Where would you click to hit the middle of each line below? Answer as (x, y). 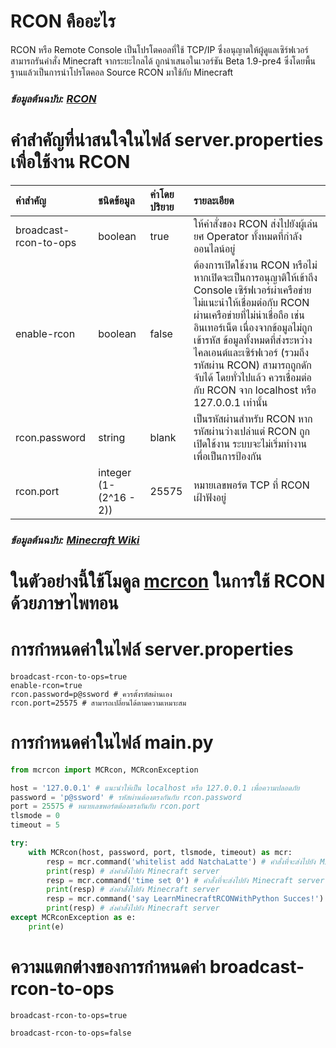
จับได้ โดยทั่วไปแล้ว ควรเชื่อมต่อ (252, 377)
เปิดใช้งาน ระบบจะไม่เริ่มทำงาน (250, 443)
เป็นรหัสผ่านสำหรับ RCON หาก (253, 418)
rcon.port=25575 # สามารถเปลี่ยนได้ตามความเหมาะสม (98, 703)
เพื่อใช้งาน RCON (70, 162)
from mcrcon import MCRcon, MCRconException (104, 770)
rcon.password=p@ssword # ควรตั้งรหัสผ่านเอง (91, 694)
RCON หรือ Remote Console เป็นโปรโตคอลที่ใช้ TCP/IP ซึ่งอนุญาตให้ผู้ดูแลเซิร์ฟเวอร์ (159, 49)
